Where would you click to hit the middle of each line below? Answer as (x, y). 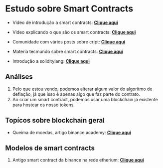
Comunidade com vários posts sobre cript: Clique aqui (69, 42)
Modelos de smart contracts (50, 148)
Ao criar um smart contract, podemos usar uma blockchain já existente (85, 99)
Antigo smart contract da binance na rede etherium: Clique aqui (78, 160)
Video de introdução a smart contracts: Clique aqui (65, 22)
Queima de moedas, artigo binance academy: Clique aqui (72, 132)
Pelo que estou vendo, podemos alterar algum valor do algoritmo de (82, 89)
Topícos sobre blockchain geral (55, 120)
